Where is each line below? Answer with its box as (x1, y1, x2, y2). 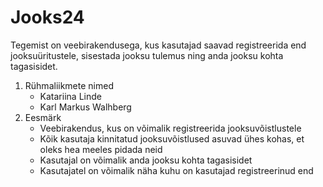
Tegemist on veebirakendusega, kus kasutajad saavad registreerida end (10, 39, 307, 51)
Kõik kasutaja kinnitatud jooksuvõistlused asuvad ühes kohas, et (39, 132, 305, 145)
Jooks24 (10, 6, 85, 29)
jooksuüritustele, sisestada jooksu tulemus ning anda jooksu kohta (10, 49, 284, 61)
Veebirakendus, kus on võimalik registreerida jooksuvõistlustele (39, 122, 302, 134)
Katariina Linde (39, 90, 102, 102)
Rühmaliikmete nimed (24, 79, 114, 91)
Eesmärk (24, 111, 62, 123)
